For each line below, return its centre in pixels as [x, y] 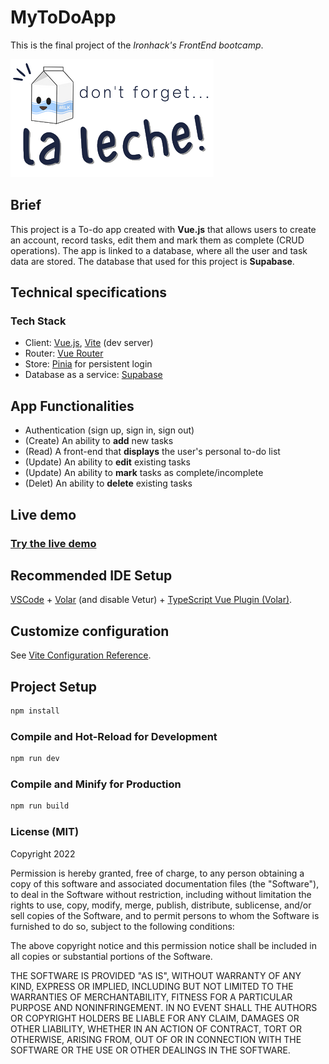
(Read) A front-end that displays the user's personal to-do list [152, 452]
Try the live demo [53, 543]
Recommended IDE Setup [91, 575]
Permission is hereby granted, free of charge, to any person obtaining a [157, 873]
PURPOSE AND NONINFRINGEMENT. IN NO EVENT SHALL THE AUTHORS [164, 1007]
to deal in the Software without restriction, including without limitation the [161, 894]
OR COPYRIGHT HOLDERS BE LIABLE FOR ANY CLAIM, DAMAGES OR [155, 1018]
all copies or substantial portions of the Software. [111, 956]
